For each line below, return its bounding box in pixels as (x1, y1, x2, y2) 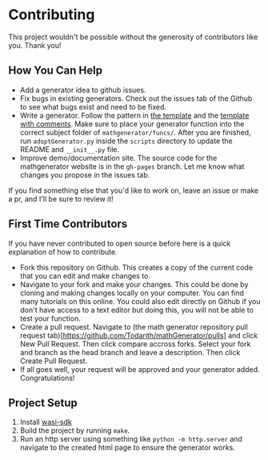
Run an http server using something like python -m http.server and (19, 434, 242, 444)
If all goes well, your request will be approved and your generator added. (19, 364, 260, 374)
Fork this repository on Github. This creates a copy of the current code (19, 262, 254, 272)
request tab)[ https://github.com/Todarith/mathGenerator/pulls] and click (19, 330, 258, 340)
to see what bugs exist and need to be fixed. (19, 102, 166, 111)
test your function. (19, 314, 82, 323)
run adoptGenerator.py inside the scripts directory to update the (19, 136, 234, 146)
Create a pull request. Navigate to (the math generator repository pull (19, 322, 248, 331)
